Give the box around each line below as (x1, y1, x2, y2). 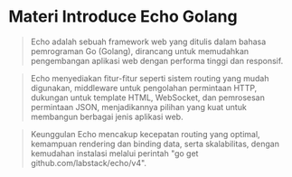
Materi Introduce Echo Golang (8, 6, 238, 27)
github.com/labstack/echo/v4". (30, 157, 146, 168)
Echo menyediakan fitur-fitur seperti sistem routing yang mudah (30, 72, 269, 83)
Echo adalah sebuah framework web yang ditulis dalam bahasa (30, 36, 267, 47)
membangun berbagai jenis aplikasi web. (30, 111, 184, 122)
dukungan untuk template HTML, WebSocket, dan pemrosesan (30, 92, 266, 103)
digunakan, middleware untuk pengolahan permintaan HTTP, (30, 82, 258, 93)
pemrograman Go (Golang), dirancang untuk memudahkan (30, 45, 250, 56)
